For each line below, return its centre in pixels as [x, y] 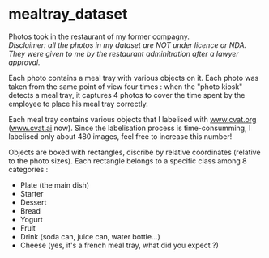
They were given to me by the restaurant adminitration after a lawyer [124, 53]
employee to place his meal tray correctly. [78, 104]
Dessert [33, 202]
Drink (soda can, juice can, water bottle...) [90, 236]
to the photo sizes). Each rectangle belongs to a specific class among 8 [128, 161]
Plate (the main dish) [55, 185]
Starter [32, 193]
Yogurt [31, 219]
